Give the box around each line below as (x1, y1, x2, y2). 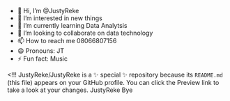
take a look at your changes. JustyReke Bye (7, 86, 133, 94)
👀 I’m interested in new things (17, 14, 102, 22)
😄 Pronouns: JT (17, 47, 65, 55)
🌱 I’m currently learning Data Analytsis (17, 22, 128, 29)
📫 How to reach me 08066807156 (17, 37, 117, 45)
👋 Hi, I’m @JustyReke (17, 7, 79, 15)
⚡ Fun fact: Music (17, 54, 68, 63)
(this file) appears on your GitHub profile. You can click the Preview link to (7, 79, 220, 86)
